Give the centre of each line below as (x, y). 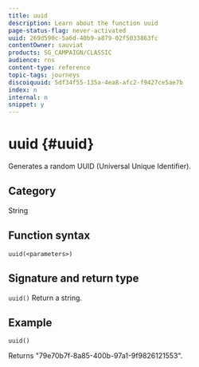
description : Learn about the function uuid (83, 23)
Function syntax (49, 236)
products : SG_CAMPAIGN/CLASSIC (60, 53)
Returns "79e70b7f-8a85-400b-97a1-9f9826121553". (96, 356)
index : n (23, 90)
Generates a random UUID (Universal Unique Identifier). (99, 166)
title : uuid (28, 16)
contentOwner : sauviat (46, 45)
